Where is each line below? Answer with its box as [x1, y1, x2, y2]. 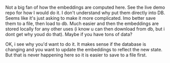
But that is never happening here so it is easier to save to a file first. [5, 52, 147, 58]
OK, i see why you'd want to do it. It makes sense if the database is [5, 41, 147, 47]
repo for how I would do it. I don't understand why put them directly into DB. [5, 10, 165, 16]
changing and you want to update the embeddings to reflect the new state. [5, 47, 162, 52]
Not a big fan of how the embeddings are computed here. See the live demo [5, 5, 165, 10]
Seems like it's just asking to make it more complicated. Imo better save [5, 15, 156, 21]
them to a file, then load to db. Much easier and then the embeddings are [5, 20, 159, 26]
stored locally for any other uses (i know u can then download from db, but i [5, 26, 165, 32]
